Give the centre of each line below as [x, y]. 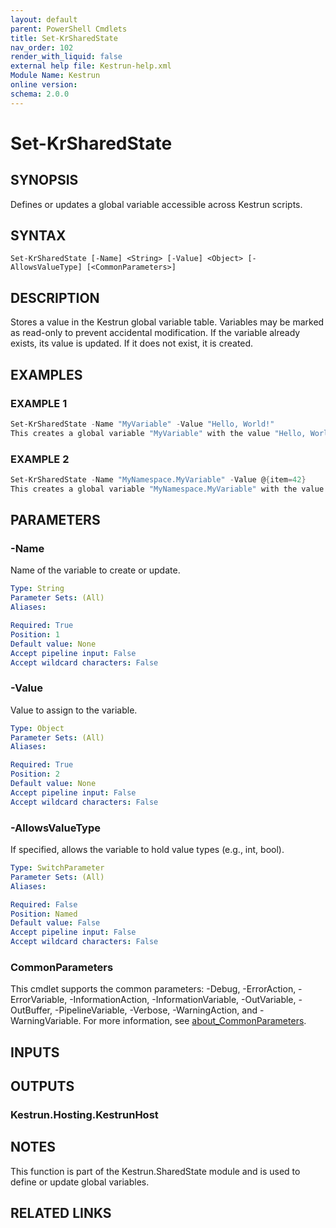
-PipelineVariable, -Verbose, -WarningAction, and [156, 1010]
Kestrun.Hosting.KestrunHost [84, 1115]
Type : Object [37, 728]
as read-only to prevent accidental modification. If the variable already [155, 333]
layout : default [44, 19]
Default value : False [55, 923]
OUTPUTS [42, 1086]
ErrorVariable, [39, 1000]
